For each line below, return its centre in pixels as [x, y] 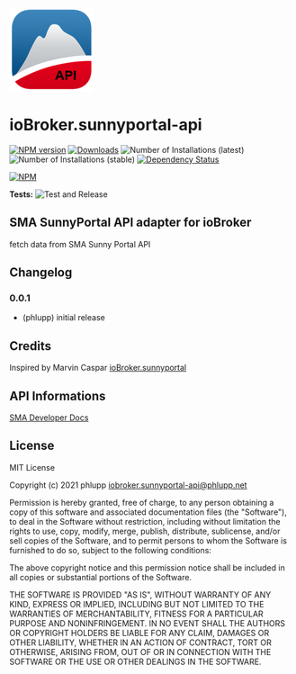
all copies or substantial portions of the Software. [100, 577]
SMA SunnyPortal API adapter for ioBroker [130, 223]
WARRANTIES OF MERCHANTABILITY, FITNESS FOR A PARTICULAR [136, 614]
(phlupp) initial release [63, 318]
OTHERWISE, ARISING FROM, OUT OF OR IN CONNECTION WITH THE [140, 652]
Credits [31, 346]
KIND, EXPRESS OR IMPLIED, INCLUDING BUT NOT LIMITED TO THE [137, 604]
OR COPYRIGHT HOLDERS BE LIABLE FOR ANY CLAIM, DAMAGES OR [139, 633]
